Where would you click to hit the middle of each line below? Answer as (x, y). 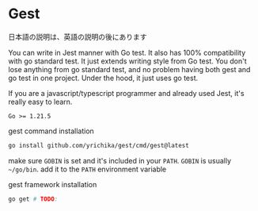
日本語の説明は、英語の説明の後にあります (78, 36)
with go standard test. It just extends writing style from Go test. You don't (127, 61)
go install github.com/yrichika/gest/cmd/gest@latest (99, 145)
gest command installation (51, 131)
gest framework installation (53, 184)
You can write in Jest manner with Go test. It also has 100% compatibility (127, 52)
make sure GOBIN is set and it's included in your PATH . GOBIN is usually (120, 160)
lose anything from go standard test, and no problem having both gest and (129, 69)
